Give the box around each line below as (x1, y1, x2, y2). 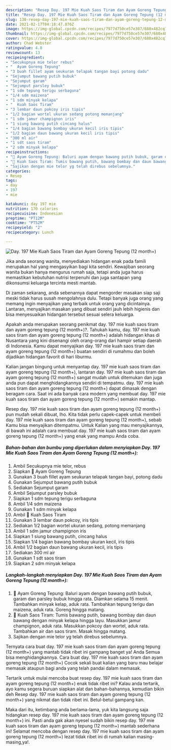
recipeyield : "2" (6, 225, 43, 230)
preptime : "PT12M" (6, 216, 45, 221)
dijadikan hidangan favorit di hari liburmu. (6, 354, 93, 360)
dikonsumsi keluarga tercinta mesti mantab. (6, 280, 97, 286)
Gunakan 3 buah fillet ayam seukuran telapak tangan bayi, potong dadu (13, 473, 163, 479)
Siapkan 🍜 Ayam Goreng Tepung (13, 468, 81, 474)
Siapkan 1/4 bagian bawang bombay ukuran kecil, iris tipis (13, 539, 135, 545)
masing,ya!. (6, 739, 30, 745)
